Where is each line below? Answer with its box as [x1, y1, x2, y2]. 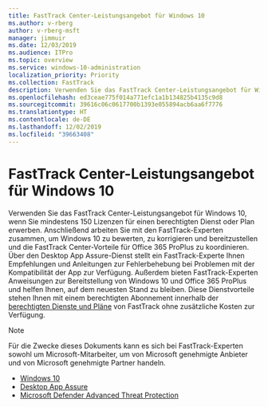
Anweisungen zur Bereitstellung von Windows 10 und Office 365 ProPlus [8, 276, 247, 286]
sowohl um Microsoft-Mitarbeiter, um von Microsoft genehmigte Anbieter [8, 349, 249, 359]
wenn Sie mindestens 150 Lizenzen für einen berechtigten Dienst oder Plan [8, 216, 255, 226]
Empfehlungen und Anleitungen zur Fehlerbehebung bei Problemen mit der [8, 259, 255, 268]
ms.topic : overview [8, 57, 73, 65]
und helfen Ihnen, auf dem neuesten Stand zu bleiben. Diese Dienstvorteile [8, 284, 255, 294]
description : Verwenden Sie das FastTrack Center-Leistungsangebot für [8, 85, 251, 94]
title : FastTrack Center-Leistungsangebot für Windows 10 [8, 11, 205, 20]
